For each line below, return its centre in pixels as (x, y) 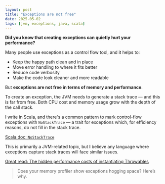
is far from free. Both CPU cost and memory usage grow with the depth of (80, 102)
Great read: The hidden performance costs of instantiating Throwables (77, 162)
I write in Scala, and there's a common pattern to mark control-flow (73, 117)
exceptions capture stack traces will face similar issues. (62, 152)
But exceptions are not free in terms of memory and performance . (74, 88)
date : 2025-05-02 (23, 19)
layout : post (19, 10)
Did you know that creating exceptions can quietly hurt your (68, 38)
